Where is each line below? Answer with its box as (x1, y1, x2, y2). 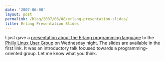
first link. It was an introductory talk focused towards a (5, 45, 117, 51)
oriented (5, 51, 22, 57)
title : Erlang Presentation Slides (5, 21, 79, 26)
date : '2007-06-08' (5, 7, 46, 12)
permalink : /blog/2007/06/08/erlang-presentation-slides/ (5, 16, 128, 21)
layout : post (5, 12, 32, 17)
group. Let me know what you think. (23, 51, 97, 57)
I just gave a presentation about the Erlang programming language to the (5, 35, 155, 41)
